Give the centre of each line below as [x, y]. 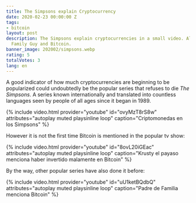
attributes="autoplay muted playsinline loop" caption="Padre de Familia [92, 188]
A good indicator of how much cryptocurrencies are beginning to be [88, 82]
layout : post [22, 33]
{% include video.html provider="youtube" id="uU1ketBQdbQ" [81, 182]
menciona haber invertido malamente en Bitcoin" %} [69, 160]
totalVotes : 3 [23, 60]
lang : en [17, 66]
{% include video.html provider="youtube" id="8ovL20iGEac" [80, 147]
